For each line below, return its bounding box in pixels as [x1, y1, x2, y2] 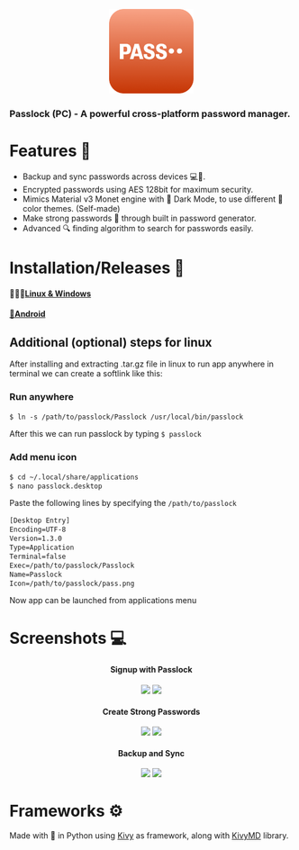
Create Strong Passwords [102, 706, 201, 717]
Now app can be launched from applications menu [9, 594, 197, 605]
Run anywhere [9, 390, 75, 402]
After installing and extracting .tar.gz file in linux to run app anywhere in [9, 358, 275, 369]
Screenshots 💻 [9, 628, 127, 648]
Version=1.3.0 [9, 534, 63, 543]
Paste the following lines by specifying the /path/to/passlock [9, 497, 237, 508]
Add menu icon [9, 451, 77, 464]
